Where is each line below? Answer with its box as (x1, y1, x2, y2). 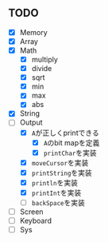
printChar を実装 (43, 148, 97, 157)
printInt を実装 (31, 188, 82, 197)
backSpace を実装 (31, 197, 86, 207)
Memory (19, 27, 48, 37)
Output (19, 117, 43, 127)
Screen (19, 207, 44, 216)
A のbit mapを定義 (43, 137, 100, 147)
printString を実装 (31, 168, 93, 177)
